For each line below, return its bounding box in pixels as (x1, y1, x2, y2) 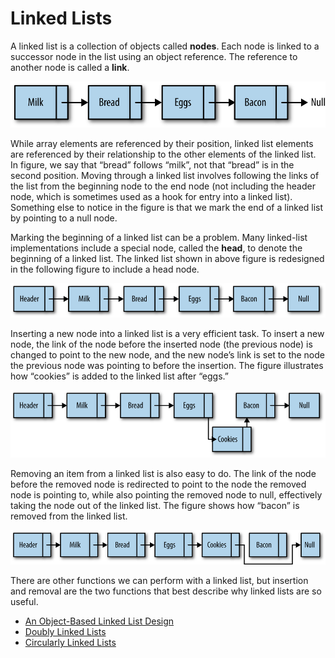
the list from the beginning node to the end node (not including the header (10, 180, 316, 192)
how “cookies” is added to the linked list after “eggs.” (10, 370, 229, 382)
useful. (10, 596, 39, 608)
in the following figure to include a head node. (10, 263, 200, 276)
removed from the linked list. (10, 510, 128, 522)
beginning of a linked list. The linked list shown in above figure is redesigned (10, 253, 325, 265)
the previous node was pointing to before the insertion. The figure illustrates (10, 360, 324, 372)
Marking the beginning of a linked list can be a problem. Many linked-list (10, 232, 308, 244)
